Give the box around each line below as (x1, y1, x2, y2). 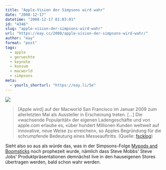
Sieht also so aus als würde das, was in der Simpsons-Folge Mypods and (5, 143, 158, 149)
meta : (5, 78, 17, 83)
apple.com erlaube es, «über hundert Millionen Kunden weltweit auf (17, 122, 159, 128)
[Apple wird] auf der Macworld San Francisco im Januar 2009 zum (17, 106, 157, 112)
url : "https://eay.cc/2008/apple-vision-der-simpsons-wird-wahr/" (5, 31, 148, 36)
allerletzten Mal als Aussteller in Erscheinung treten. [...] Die (17, 111, 143, 117)
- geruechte (10, 54, 35, 60)
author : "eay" (5, 36, 35, 41)
